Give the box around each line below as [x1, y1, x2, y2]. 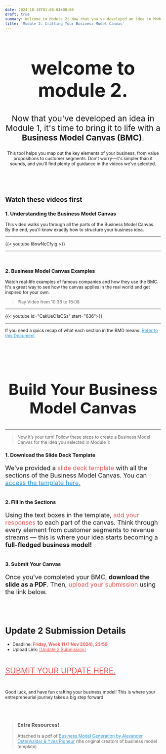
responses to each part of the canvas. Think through [5, 519, 158, 526]
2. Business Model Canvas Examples [5, 268, 95, 275]
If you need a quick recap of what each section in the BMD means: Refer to [5, 328, 158, 334]
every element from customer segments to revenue [5, 526, 155, 534]
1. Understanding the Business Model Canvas [5, 210, 116, 217]
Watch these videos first [5, 195, 83, 204]
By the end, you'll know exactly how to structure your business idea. [5, 227, 144, 233]
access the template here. [5, 479, 81, 487]
